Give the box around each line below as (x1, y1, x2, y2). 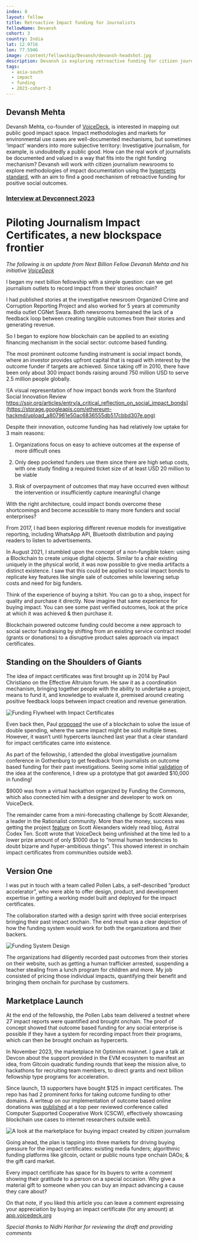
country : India (6, 36, 44, 42)
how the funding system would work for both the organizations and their (6, 925, 181, 932)
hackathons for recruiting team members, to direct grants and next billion (6, 1066, 184, 1074)
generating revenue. (6, 321, 55, 328)
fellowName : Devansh (6, 25, 57, 31)
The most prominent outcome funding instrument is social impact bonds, (6, 350, 183, 357)
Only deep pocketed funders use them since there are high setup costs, (14, 459, 190, 466)
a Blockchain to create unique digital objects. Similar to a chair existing (6, 554, 178, 561)
